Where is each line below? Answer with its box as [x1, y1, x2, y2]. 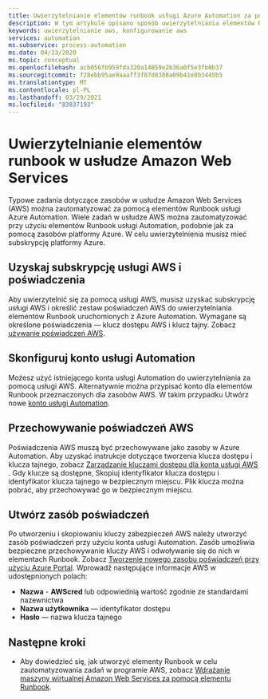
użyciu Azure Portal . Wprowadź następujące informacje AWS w [8, 563, 217, 573]
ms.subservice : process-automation [8, 41, 127, 49]
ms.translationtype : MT [8, 78, 88, 86]
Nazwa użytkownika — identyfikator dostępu [19, 604, 171, 614]
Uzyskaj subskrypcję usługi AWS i [8, 261, 182, 274]
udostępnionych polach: [8, 571, 88, 581]
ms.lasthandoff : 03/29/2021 [8, 93, 102, 101]
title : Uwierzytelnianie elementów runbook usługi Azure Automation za [8, 11, 251, 20]
